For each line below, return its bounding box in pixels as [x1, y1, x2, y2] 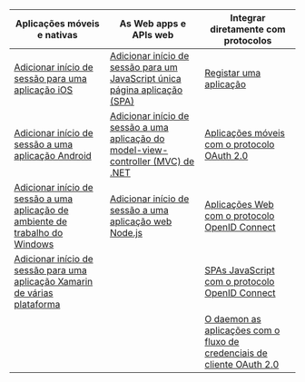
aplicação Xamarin [14, 276, 93, 288]
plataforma [14, 299, 61, 310]
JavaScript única [109, 73, 182, 84]
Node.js [109, 227, 143, 239]
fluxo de [204, 336, 240, 348]
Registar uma [204, 67, 261, 79]
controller [109, 155, 152, 167]
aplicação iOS [14, 83, 74, 96]
